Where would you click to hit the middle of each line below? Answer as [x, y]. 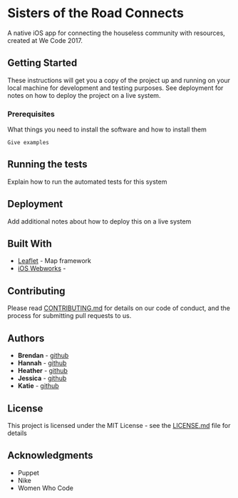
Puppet [28, 472]
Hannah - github [42, 363]
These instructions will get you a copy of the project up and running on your [119, 80]
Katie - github [38, 386]
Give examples [29, 143]
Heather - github [42, 371]
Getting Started [42, 63]
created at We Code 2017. [45, 40]
